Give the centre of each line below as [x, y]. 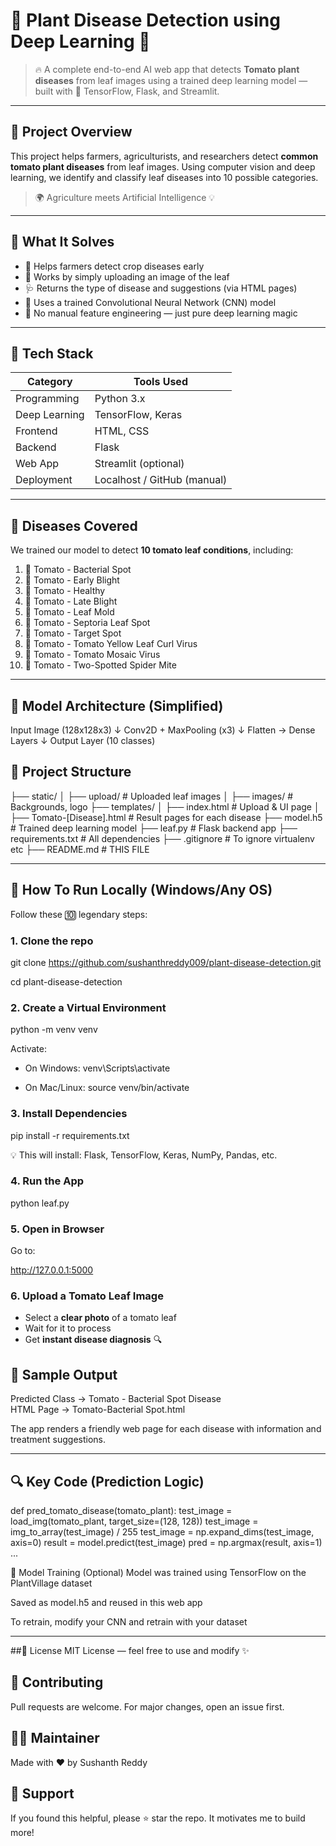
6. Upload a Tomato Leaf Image [87, 1296]
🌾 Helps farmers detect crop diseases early [114, 266]
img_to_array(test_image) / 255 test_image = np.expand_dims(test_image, [162, 1532]
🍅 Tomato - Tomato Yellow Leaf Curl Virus [111, 644]
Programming [47, 399]
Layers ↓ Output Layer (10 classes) [83, 740]
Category [50, 382]
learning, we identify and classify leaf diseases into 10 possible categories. [164, 177]
